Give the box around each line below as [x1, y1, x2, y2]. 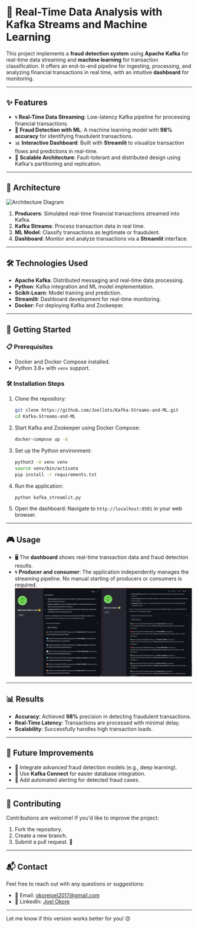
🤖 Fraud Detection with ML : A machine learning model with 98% [14, 126, 173, 133]
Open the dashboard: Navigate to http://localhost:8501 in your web [14, 505, 183, 512]
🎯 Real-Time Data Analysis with [6, 5, 163, 19]
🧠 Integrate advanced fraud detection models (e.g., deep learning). [14, 763, 177, 770]
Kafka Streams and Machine [6, 18, 147, 31]
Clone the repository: [14, 395, 67, 402]
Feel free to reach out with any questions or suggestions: [6, 880, 145, 887]
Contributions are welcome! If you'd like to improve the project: [6, 814, 159, 822]
